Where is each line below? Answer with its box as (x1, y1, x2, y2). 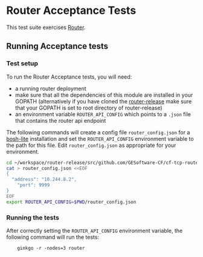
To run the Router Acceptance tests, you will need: (6, 73, 132, 80)
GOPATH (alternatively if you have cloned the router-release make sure (14, 97, 192, 105)
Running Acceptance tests (6, 41, 109, 51)
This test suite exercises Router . (6, 24, 86, 31)
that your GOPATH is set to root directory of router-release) (14, 104, 163, 111)
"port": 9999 (17, 182, 50, 188)
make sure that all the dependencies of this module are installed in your (14, 91, 193, 99)
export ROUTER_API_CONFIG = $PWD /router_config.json (6, 199, 137, 205)
